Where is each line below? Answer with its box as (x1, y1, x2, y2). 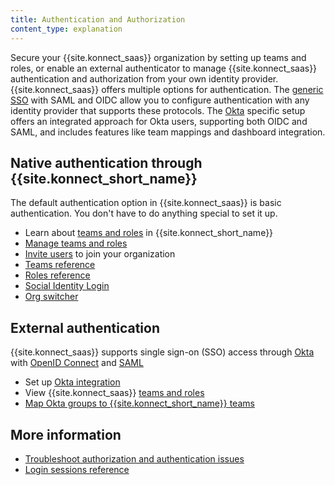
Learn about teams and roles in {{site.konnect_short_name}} (24, 227, 274, 239)
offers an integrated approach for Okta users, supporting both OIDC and (10, 115, 308, 127)
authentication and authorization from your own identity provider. (10, 72, 279, 85)
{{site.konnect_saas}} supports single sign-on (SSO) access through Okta (10, 346, 315, 358)
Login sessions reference (24, 463, 130, 475)
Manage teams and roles (24, 237, 128, 250)
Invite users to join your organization (24, 248, 176, 260)
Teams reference (24, 259, 96, 271)
